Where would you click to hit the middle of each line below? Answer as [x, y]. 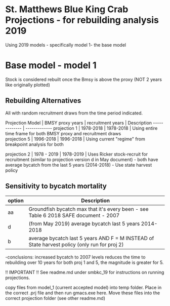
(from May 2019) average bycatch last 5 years [84, 223]
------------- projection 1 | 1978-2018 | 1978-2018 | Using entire [92, 128]
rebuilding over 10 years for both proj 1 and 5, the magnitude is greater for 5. [84, 262]
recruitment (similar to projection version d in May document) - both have [82, 159]
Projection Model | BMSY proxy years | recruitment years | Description [79, 123]
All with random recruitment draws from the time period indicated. [74, 113]
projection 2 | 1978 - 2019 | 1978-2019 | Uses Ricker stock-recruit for [77, 154]
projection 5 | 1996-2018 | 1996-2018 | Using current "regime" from [75, 139]
